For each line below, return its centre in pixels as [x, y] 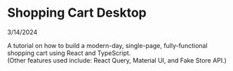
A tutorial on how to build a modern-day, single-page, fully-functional [108, 45]
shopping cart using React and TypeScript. [69, 53]
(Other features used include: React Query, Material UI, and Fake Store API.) [117, 60]
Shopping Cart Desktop [77, 13]
